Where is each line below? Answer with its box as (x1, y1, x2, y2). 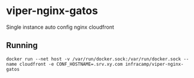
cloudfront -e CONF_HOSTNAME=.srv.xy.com (19, 61, 123, 67)
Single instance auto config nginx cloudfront (6, 23, 114, 30)
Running (6, 40, 38, 50)
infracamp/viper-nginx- (125, 61, 184, 67)
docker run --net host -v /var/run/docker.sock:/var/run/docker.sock (6, 56, 182, 62)
